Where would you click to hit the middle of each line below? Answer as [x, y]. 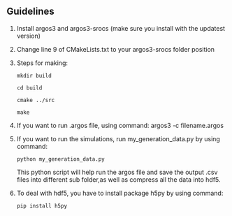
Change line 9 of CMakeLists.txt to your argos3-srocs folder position [115, 49]
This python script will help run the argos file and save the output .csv [117, 172]
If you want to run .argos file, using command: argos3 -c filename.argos [120, 125]
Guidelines [30, 12]
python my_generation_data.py [61, 159]
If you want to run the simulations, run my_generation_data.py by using [118, 138]
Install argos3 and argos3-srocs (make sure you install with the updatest [121, 28]
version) [29, 36]
